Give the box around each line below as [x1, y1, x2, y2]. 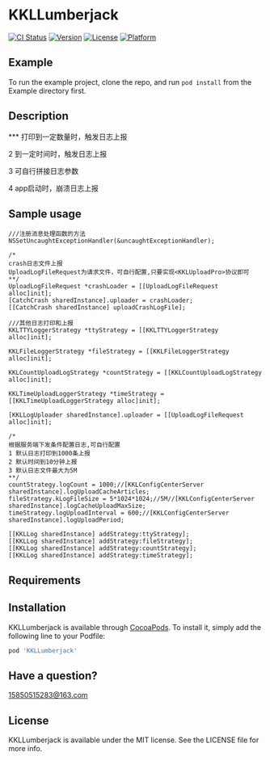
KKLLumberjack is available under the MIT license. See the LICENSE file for [8, 735, 259, 745]
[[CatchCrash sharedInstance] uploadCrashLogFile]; [8, 304, 186, 312]
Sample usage [8, 207, 82, 220]
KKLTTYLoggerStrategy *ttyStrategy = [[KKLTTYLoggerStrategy [8, 326, 219, 334]
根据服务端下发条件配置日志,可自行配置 [8, 441, 121, 449]
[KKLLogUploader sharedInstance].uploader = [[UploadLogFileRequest [8, 411, 244, 419]
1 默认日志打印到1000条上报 [8, 450, 91, 458]
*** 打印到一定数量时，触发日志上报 [8, 132, 128, 141]
